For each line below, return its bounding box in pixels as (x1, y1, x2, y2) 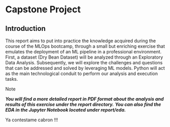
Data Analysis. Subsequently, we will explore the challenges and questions (5, 60, 163, 65)
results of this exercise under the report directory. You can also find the (5, 101, 161, 107)
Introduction (5, 24, 46, 33)
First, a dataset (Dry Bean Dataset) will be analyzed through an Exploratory (5, 54, 163, 60)
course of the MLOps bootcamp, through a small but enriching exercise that (5, 43, 165, 49)
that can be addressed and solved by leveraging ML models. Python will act (5, 65, 165, 71)
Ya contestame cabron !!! (5, 117, 58, 123)
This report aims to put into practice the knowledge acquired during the (5, 38, 156, 44)
